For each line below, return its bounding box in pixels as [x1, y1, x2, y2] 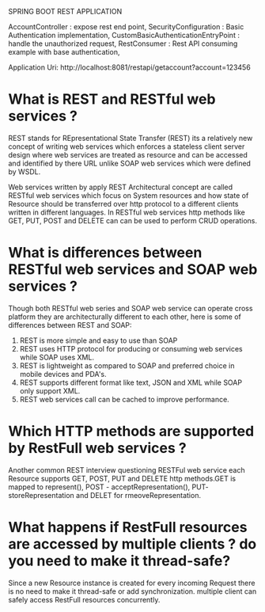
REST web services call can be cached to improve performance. [19, 394, 229, 404]
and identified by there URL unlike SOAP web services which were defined [8, 158, 252, 168]
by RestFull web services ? [8, 439, 187, 458]
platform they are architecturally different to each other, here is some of [8, 312, 241, 321]
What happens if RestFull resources [8, 519, 248, 536]
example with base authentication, [8, 48, 120, 56]
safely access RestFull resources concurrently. [8, 595, 161, 604]
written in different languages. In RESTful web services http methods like [8, 207, 245, 217]
